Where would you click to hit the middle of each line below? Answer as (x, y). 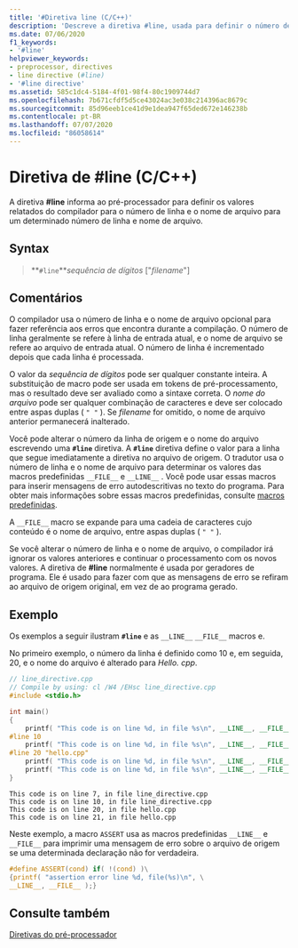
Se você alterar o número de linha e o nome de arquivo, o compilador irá (141, 549)
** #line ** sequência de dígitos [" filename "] (110, 270)
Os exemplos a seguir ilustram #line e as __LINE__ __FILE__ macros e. (137, 636)
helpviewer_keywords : (49, 59)
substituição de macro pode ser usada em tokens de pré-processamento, (144, 384)
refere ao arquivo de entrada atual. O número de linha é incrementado (137, 348)
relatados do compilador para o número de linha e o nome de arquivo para (145, 211)
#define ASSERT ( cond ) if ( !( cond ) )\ (79, 869)
